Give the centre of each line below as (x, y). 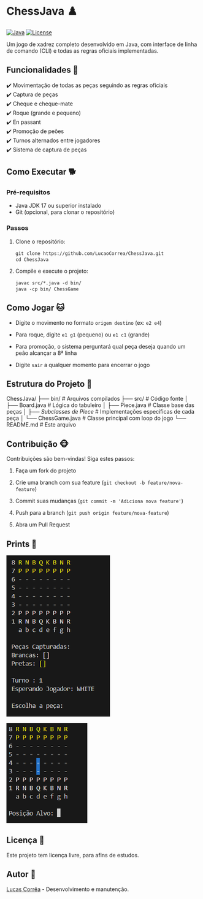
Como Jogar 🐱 (36, 308)
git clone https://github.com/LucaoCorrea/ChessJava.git (90, 253)
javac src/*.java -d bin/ (48, 283)
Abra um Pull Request (43, 525)
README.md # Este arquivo (41, 425)
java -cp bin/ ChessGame (47, 289)
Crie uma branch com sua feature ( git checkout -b (80, 483)
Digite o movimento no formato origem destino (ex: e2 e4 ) (88, 322)
